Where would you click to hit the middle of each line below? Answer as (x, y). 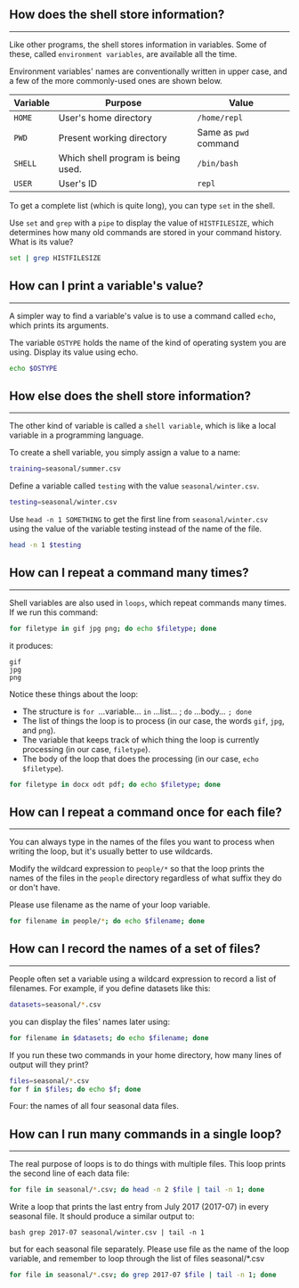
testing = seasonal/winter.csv (63, 503)
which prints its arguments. (59, 325)
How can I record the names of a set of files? (135, 949)
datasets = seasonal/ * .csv (55, 1005)
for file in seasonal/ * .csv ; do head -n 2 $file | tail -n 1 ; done (137, 1190)
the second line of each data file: (69, 1173)
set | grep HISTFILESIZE (55, 258)
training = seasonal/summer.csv (65, 469)
